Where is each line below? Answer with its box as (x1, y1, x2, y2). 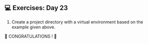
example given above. (11, 24, 56, 30)
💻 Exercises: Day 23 (4, 4, 68, 12)
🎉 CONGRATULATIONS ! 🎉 (4, 33, 57, 39)
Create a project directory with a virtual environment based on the (11, 19, 143, 25)
